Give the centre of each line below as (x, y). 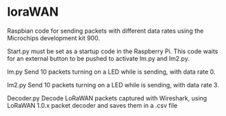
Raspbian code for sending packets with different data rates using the (105, 31)
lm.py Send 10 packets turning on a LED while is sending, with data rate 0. (111, 72)
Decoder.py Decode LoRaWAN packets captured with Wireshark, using (107, 98)
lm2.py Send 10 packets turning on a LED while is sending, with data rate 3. (113, 85)
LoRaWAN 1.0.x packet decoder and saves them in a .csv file (92, 105)
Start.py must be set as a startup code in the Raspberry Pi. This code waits (113, 51)
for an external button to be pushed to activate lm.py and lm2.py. (98, 58)
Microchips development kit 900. (54, 38)
